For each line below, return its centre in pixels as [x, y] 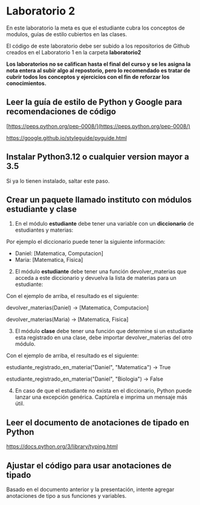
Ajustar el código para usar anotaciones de [89, 465]
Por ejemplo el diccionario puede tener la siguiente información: [86, 242]
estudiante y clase [42, 209]
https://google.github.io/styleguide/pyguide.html [66, 138]
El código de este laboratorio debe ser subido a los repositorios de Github [98, 46]
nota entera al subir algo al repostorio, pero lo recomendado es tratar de [98, 70]
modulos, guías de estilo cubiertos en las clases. [67, 34]
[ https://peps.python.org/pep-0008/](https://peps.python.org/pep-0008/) [98, 126]
